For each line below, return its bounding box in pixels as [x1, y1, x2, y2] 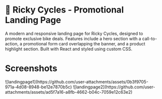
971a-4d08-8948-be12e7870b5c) [5, 84, 72, 90]
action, [5, 41, 19, 46]
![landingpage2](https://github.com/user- [73, 84, 156, 90]
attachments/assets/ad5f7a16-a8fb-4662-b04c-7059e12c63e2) [5, 89, 133, 95]
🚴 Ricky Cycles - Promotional [5, 4, 124, 15]
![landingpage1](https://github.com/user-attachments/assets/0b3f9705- [5, 79, 148, 85]
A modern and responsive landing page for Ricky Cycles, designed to [5, 30, 144, 36]
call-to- [142, 36, 157, 42]
